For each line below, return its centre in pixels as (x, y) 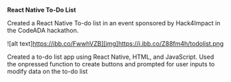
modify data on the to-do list (47, 71)
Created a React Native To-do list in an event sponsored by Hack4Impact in (114, 23)
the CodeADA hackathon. (43, 30)
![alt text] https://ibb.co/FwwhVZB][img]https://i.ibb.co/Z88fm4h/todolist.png (115, 43)
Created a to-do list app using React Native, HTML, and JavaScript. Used (111, 57)
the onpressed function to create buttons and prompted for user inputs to (111, 64)
